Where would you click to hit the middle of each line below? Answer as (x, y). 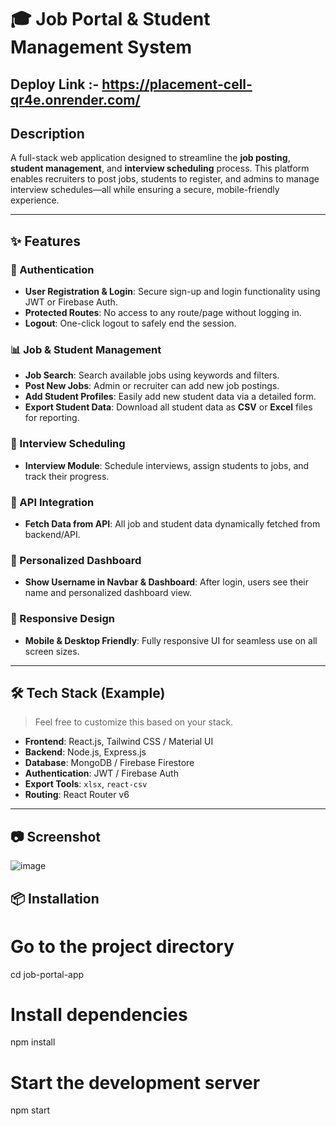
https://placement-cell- (177, 84)
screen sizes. (52, 651)
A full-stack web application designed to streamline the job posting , (150, 158)
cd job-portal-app (47, 974)
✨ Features (45, 241)
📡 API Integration (52, 502)
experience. (35, 200)
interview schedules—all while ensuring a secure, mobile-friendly (145, 190)
